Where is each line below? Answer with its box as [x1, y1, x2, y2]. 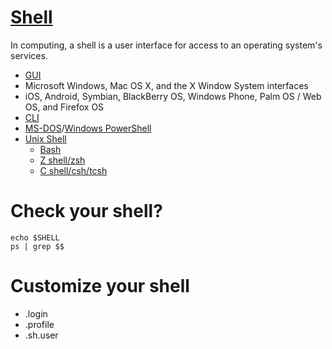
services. [10, 49, 48, 61]
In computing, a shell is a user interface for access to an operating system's [10, 39, 323, 51]
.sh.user [24, 329, 59, 341]
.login [24, 307, 48, 320]
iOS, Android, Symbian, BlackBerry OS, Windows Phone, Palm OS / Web [24, 90, 322, 102]
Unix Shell [24, 132, 67, 145]
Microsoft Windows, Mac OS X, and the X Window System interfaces [24, 79, 309, 91]
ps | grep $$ [10, 241, 65, 251]
